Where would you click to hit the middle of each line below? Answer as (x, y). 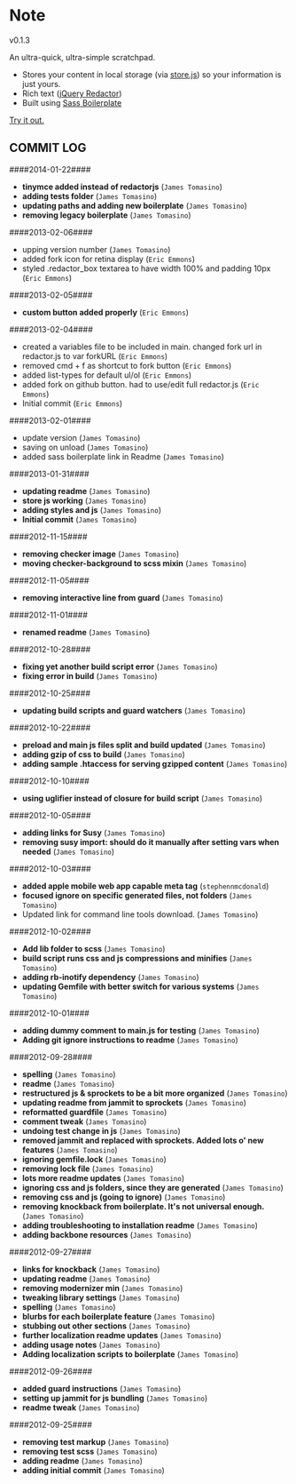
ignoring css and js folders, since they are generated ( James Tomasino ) (152, 1187)
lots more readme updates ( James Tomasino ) (103, 1177)
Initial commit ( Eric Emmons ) (72, 403)
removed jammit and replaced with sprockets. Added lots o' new (143, 1140)
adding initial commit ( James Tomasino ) (93, 1470)
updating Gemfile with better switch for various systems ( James (140, 986)
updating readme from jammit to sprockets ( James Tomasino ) (134, 1102)
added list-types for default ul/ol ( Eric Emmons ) (107, 375)
